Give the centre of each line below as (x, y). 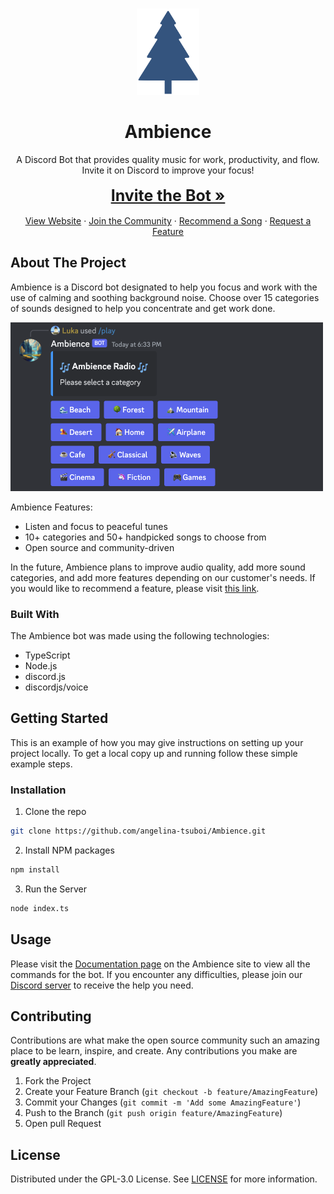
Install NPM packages (69, 850)
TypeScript (47, 655)
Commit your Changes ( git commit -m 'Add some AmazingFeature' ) (163, 1102)
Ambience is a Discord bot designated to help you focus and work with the (164, 287)
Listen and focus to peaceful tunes (96, 526)
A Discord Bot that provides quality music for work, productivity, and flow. (168, 159)
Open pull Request (63, 1124)
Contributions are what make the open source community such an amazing (165, 1040)
